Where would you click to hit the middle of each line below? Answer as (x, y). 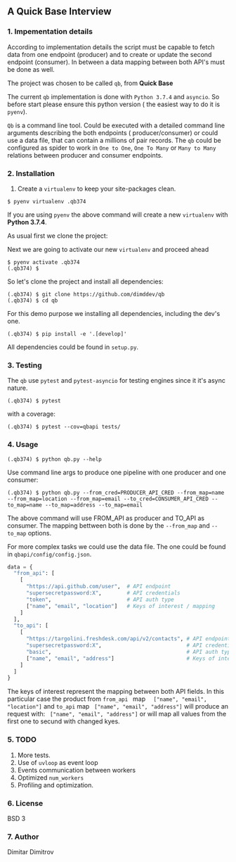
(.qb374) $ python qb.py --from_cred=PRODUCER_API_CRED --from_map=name (116, 493)
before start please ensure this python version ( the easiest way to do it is (113, 104)
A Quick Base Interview (59, 12)
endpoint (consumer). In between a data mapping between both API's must (116, 62)
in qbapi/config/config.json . (50, 554)
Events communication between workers (76, 770)
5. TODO (22, 740)
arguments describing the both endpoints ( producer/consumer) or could (113, 132)
